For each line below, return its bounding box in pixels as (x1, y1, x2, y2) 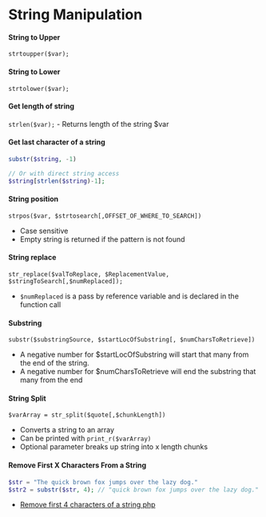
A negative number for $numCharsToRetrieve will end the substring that (19, 367, 256, 377)
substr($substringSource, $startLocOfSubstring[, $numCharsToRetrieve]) (8, 336, 256, 344)
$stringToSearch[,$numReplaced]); (8, 278, 124, 286)
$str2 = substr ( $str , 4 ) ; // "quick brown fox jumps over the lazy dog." (8, 485, 260, 494)
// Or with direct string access (8, 169, 120, 177)
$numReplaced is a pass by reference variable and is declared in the (19, 291, 240, 301)
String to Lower (8, 66, 61, 77)
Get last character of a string (8, 137, 105, 147)
